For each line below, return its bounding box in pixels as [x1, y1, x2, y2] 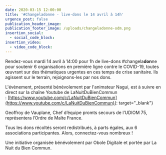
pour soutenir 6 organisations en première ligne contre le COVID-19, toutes [5, 63, 159, 69]
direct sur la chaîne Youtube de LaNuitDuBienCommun [5, 89, 117, 95]
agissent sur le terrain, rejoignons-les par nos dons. [5, 74, 111, 80]
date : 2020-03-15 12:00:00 [5, 7, 61, 12]
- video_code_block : [9, 44, 52, 49]
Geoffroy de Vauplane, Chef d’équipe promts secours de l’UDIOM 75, [5, 109, 147, 115]
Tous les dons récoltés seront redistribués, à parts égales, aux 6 [5, 124, 137, 130]
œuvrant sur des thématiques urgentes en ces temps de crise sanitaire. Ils [5, 68, 158, 75]
